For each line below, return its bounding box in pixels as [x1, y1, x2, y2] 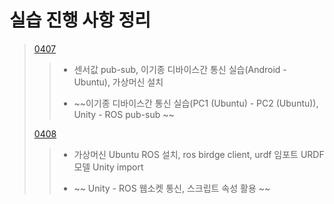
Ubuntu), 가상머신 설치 [73, 76, 164, 88]
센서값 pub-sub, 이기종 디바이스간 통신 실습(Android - [73, 63, 287, 75]
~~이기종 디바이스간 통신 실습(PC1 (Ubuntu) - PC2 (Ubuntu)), [73, 97, 319, 109]
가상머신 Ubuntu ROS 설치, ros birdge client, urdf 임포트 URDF [73, 148, 325, 160]
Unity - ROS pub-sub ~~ [73, 108, 175, 120]
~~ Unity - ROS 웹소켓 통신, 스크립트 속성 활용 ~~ [73, 182, 271, 194]
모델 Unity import [73, 161, 144, 173]
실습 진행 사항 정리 [9, 9, 151, 32]
